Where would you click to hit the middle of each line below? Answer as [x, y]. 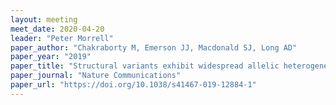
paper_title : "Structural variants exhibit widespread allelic [145, 66]
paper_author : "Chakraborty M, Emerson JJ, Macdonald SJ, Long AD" [154, 47]
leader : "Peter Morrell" [62, 38]
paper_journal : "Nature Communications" [96, 76]
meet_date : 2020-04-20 [57, 29]
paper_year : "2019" [51, 57]
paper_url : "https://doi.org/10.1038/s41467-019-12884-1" [133, 85]
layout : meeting [44, 19]
